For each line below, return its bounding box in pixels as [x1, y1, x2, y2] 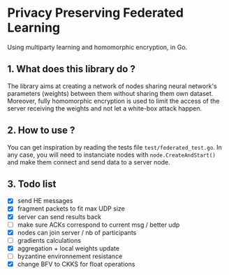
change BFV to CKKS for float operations [17, 260, 135, 268]
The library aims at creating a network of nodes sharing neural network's [7, 82, 218, 90]
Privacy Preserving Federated [7, 5, 184, 21]
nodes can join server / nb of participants [17, 228, 137, 237]
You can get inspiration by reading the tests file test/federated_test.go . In [7, 143, 222, 151]
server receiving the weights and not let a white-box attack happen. [7, 104, 202, 113]
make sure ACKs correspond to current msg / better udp [17, 220, 180, 229]
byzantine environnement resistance [17, 252, 123, 260]
